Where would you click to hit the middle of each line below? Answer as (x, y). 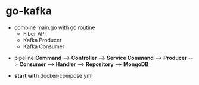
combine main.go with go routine (55, 27)
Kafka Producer (42, 40)
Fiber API (34, 33)
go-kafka (29, 11)
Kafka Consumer (44, 46)
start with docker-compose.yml (53, 75)
